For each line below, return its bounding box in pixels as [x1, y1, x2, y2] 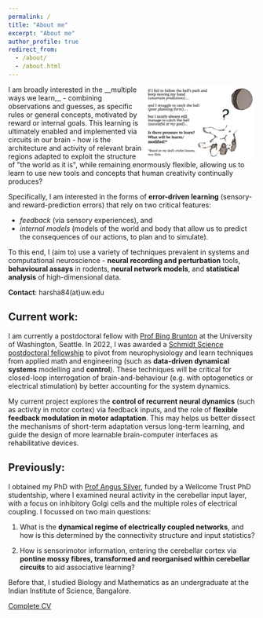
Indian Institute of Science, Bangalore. [8, 586, 132, 595]
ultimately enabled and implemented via [8, 126, 137, 136]
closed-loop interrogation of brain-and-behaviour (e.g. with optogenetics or [8, 373, 254, 382]
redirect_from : [8, 46, 58, 54]
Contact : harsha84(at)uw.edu [8, 287, 104, 297]
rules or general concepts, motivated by [8, 110, 137, 119]
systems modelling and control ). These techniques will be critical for [8, 364, 232, 374]
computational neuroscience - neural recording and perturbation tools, [8, 255, 241, 265]
